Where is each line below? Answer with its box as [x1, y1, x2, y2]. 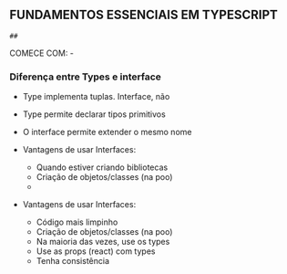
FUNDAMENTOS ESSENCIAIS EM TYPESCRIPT [9, 7, 278, 23]
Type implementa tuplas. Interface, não [22, 91, 170, 102]
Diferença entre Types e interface [9, 70, 161, 83]
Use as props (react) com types [36, 246, 156, 257]
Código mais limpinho [36, 216, 118, 227]
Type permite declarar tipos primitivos [22, 109, 166, 120]
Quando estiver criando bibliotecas [36, 162, 169, 173]
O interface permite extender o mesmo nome [22, 127, 192, 138]
